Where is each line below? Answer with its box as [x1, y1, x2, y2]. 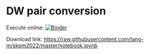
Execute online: [6, 24, 44, 31]
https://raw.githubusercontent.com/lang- [43, 35, 144, 42]
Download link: [6, 35, 43, 42]
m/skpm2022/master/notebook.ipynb [6, 42, 98, 49]
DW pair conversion [6, 4, 106, 18]
